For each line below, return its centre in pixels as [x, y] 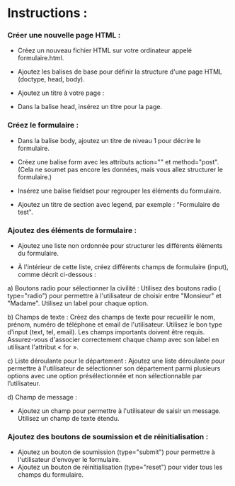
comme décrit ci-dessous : [57, 275]
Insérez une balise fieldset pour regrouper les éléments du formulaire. [119, 191]
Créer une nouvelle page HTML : [64, 35]
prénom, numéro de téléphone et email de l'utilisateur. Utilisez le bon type [115, 324]
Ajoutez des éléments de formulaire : [72, 230]
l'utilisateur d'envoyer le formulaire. [69, 460]
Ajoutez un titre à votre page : [61, 93]
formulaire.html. [41, 58]
